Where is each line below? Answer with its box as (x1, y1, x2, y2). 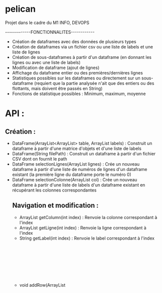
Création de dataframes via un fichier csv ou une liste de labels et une (12, 44, 153, 49)
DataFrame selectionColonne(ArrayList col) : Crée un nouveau (12, 176, 138, 182)
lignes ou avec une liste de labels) (12, 59, 81, 65)
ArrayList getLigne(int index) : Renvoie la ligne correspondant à (19, 224, 146, 231)
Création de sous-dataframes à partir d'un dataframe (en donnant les (12, 54, 152, 60)
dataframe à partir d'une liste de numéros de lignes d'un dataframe (12, 166, 147, 172)
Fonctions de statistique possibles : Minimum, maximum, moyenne (12, 91, 146, 97)
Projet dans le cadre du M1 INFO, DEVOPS (5, 20, 89, 25)
